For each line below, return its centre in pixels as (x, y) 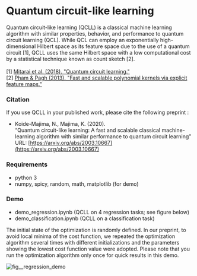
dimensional (21, 46)
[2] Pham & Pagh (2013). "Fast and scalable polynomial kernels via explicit (97, 78)
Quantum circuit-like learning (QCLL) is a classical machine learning (89, 27)
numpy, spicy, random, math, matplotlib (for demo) (77, 184)
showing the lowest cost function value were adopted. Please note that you (98, 249)
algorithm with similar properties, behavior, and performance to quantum (95, 33)
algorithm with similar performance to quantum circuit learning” (114, 137)
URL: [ (23, 143)
